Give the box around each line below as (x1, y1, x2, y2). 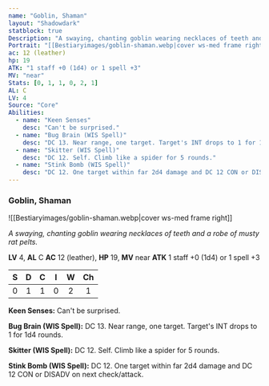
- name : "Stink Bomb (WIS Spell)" (15, 161, 130, 169)
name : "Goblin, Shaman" (8, 11, 88, 20)
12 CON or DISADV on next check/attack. (8, 370, 144, 380)
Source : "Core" (8, 101, 59, 109)
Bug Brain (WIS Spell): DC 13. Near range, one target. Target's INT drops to (8, 322, 258, 331)
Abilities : (8, 109, 45, 117)
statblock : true (8, 26, 62, 35)
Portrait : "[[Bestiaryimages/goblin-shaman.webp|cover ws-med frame (8, 42, 242, 50)
